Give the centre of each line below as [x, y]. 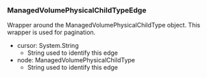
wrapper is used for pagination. [51, 32]
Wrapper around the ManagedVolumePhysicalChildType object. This [104, 25]
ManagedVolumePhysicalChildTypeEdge [77, 10]
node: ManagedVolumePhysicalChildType [76, 60]
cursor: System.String [48, 46]
